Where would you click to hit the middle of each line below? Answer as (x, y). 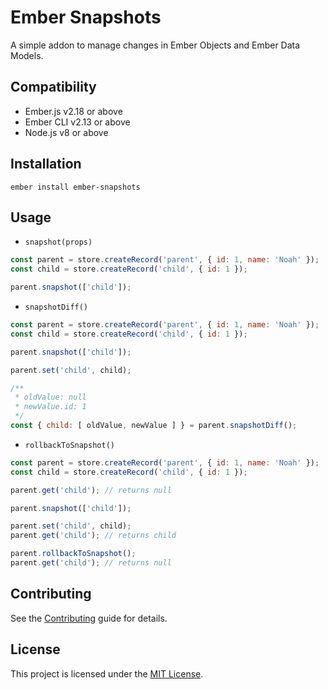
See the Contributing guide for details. (89, 618)
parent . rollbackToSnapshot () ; (73, 554)
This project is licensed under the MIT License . (107, 673)
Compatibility (53, 87)
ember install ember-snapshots (75, 187)
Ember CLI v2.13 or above (77, 122)
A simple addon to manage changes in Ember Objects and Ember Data (155, 45)
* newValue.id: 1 (50, 407)
